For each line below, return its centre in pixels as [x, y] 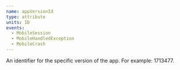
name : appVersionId [30, 11]
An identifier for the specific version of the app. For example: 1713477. [90, 60]
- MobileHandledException [43, 38]
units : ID [18, 22]
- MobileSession [31, 33]
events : [15, 28]
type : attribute [26, 17]
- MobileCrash [28, 44]
